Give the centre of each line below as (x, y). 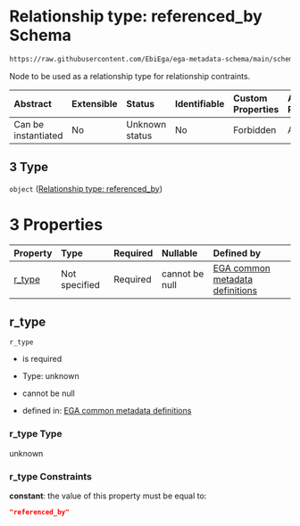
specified (81, 284)
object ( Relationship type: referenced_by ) (86, 188)
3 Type (29, 167)
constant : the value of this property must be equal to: (108, 496)
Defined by (237, 253)
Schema (40, 35)
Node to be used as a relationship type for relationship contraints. (130, 76)
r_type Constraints (50, 476)
